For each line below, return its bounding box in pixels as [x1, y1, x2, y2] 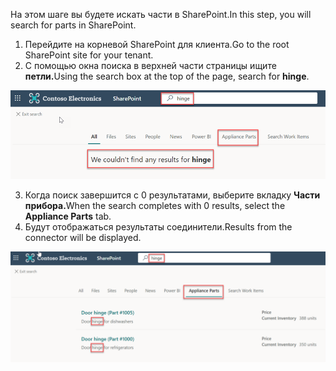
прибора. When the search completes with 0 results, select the [24, 200, 286, 212]
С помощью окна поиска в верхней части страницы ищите [24, 60, 277, 71]
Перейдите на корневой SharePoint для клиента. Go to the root [24, 39, 290, 50]
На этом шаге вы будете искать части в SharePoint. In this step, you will [10, 9, 312, 20]
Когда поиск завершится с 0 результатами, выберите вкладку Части [24, 189, 321, 201]
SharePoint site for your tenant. [24, 49, 154, 61]
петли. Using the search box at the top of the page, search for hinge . [24, 70, 310, 82]
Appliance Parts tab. [24, 210, 112, 223]
